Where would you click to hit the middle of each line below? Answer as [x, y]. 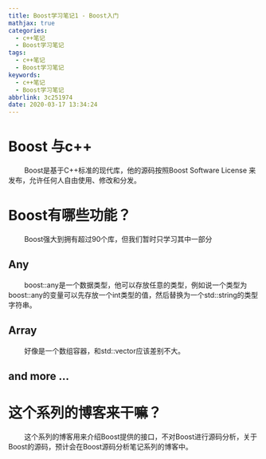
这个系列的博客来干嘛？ [85, 413]
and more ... [39, 376]
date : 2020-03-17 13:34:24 [53, 105]
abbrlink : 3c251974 [41, 97]
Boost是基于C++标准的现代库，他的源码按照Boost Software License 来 [140, 170]
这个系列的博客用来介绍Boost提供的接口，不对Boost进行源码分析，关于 [140, 437]
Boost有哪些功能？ [70, 216]
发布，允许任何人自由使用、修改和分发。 [74, 180]
